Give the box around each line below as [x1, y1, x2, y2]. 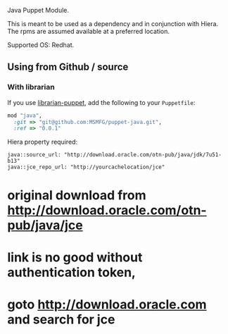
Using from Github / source [7, 61, 129, 73]
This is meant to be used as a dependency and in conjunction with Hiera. [7, 20, 219, 27]
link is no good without [7, 249, 143, 265]
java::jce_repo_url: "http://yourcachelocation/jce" [7, 163, 165, 171]
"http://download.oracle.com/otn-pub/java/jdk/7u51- [63, 151, 222, 159]
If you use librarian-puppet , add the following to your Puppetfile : [7, 98, 196, 106]
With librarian [7, 82, 55, 92]
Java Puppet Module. [7, 6, 69, 14]
